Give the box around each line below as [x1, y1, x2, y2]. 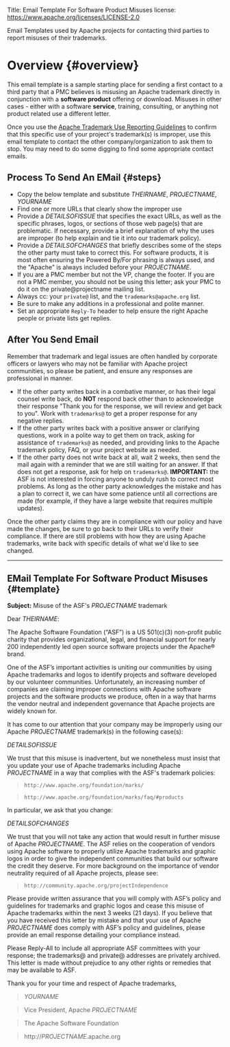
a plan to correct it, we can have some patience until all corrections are [16, 489, 218, 497]
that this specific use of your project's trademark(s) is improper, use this [7, 130, 211, 138]
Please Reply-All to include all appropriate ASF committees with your [7, 944, 201, 952]
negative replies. [16, 416, 64, 425]
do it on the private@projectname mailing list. [16, 285, 145, 293]
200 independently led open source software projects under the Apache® [7, 643, 216, 651]
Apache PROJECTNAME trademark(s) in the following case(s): [7, 727, 183, 736]
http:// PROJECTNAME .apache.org [23, 1033, 121, 1041]
